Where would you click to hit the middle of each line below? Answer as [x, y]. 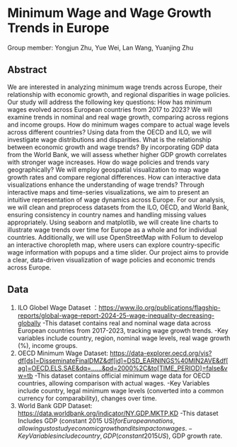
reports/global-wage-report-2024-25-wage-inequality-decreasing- [116, 315]
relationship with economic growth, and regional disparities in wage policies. [119, 94]
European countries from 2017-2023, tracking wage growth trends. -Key [123, 330]
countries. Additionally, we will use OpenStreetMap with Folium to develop [115, 237]
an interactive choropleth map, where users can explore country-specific [114, 245]
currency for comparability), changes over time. [87, 398]
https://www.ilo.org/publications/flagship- [160, 307]
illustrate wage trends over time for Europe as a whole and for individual [112, 230]
